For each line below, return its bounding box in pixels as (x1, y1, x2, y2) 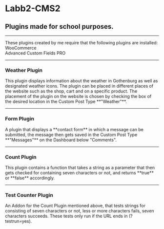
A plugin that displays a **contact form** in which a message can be (5, 126, 144, 132)
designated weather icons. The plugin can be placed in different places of (5, 83, 154, 89)
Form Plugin (5, 115, 34, 122)
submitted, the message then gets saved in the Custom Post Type (5, 132, 138, 137)
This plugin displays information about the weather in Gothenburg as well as (5, 78, 158, 84)
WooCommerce (5, 45, 37, 51)
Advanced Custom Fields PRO (5, 50, 66, 56)
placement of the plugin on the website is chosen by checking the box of (5, 94, 152, 99)
